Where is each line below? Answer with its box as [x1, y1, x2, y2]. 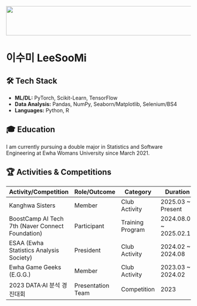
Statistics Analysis [9, 246, 60, 254]
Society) [9, 253, 32, 261]
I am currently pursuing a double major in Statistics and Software [6, 143, 163, 150]
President [74, 246, 101, 254]
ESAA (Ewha [9, 238, 44, 247]
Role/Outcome [74, 188, 116, 196]
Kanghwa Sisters [9, 201, 56, 209]
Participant [74, 222, 104, 230]
